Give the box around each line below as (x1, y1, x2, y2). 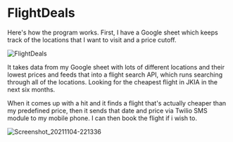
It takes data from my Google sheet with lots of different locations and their (7, 63, 225, 71)
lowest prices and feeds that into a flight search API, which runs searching (7, 70, 223, 79)
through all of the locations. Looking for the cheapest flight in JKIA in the (7, 77, 218, 86)
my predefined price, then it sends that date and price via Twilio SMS (7, 106, 208, 115)
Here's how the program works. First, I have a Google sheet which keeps (7, 28, 218, 37)
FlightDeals (7, 5, 75, 21)
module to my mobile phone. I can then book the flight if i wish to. (7, 114, 197, 122)
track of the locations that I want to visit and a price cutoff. (7, 35, 177, 44)
